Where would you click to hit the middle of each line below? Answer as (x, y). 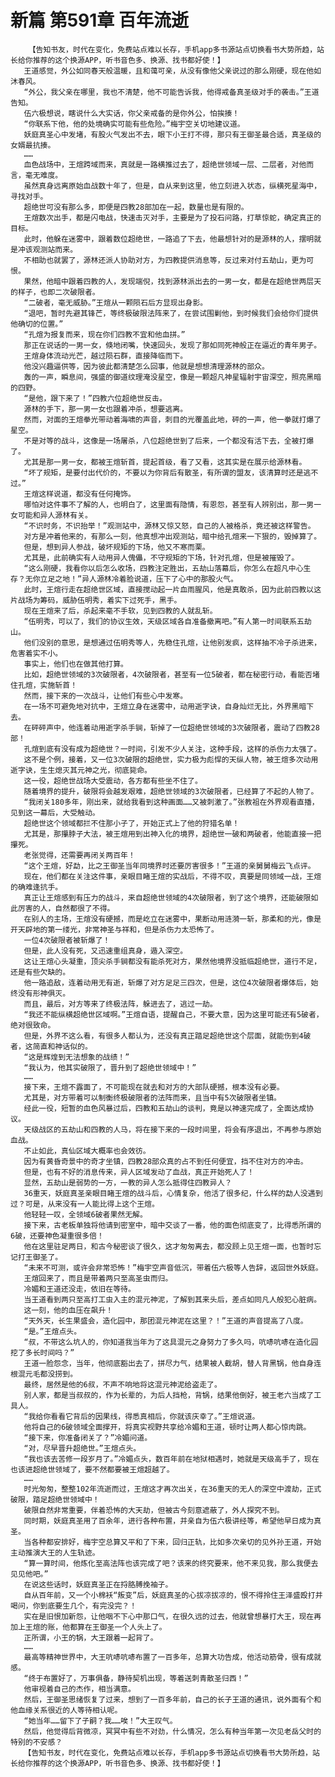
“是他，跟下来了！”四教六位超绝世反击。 (95, 398)
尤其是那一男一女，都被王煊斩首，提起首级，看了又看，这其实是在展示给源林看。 (165, 462)
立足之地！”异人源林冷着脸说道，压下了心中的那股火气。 (138, 579)
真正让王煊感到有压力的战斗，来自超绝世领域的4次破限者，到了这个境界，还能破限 (167, 897)
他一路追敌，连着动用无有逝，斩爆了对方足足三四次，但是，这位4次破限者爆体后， (167, 982)
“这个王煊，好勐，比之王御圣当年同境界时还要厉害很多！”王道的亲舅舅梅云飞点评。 (169, 866)
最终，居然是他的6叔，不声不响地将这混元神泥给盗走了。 (122, 1384)
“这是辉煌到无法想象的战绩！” (76, 1057)
